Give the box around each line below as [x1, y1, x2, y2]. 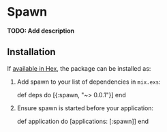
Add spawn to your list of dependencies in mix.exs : [16, 78, 162, 86]
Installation [7, 46, 56, 58]
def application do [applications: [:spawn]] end [16, 117, 149, 125]
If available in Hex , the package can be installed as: [7, 64, 151, 72]
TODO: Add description [7, 27, 75, 35]
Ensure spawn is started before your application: [16, 103, 154, 112]
